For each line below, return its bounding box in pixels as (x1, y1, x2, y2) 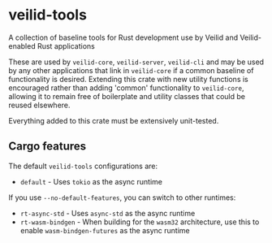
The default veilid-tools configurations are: (8, 161, 158, 171)
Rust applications (37, 41, 95, 50)
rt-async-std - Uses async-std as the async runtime (19, 208, 196, 218)
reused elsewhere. (8, 100, 71, 110)
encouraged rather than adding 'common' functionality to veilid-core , (8, 83, 244, 93)
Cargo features (8, 140, 87, 154)
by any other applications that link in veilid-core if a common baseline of (8, 65, 254, 75)
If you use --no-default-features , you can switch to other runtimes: (8, 193, 236, 202)
